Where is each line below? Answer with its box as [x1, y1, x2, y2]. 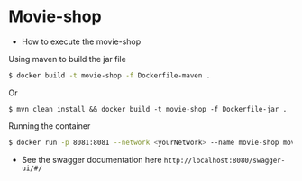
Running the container [8, 120, 91, 131]
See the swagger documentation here [21, 154, 162, 165]
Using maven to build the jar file [8, 53, 127, 64]
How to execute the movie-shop [21, 36, 142, 47]
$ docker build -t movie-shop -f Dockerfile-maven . [8, 70, 211, 80]
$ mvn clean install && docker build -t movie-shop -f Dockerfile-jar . [8, 104, 288, 113]
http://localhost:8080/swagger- [163, 156, 286, 165]
